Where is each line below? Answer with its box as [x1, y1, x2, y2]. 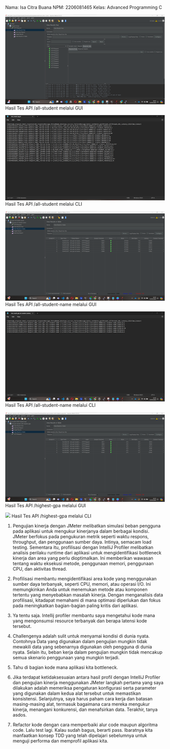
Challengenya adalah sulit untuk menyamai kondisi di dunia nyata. [12, 633, 150, 639]
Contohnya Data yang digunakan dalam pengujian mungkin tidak [12, 639, 148, 645]
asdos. [12, 712, 27, 718]
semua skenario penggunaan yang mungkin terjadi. [12, 655, 120, 661]
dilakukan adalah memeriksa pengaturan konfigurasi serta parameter [12, 685, 157, 691]
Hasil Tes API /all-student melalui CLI [5, 201, 82, 207]
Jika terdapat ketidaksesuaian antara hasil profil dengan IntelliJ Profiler [12, 674, 161, 681]
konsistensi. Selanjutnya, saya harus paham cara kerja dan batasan [12, 696, 153, 702]
